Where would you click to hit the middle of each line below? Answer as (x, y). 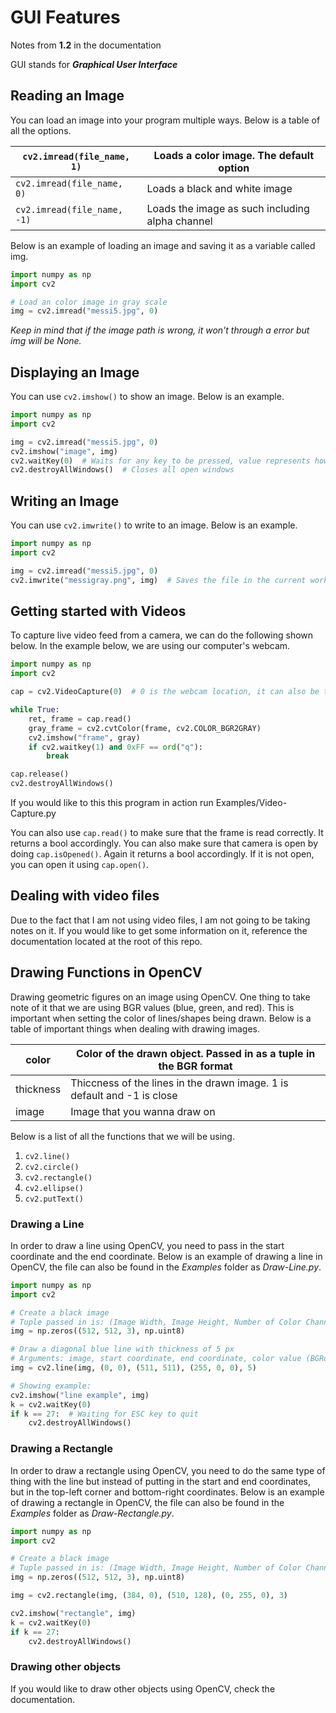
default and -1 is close (124, 1095)
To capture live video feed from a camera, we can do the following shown (162, 635)
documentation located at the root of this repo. (106, 941)
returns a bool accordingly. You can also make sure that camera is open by (164, 843)
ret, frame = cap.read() (80, 719)
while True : (35, 710)
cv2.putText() (54, 1199)
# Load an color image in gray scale (89, 302)
